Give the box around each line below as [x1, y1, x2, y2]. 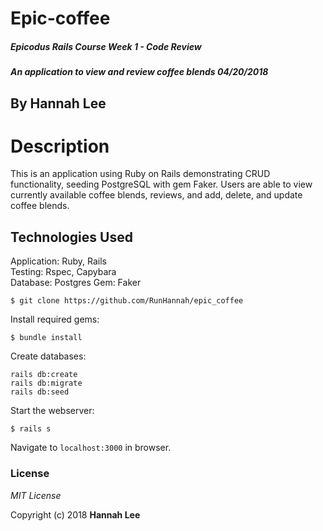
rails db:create [10, 370, 78, 380]
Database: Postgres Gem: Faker [10, 277, 142, 289]
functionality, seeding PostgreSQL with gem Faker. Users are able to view [10, 178, 313, 191]
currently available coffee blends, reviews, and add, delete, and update [10, 189, 303, 201]
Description [10, 135, 110, 157]
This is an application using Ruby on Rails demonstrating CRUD [10, 168, 271, 180]
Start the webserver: [10, 405, 95, 417]
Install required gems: [10, 313, 100, 326]
